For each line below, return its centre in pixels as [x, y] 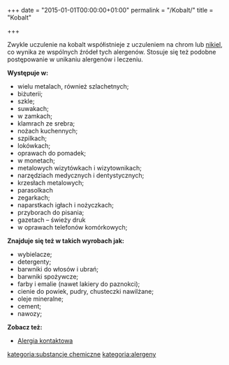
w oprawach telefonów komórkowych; [72, 227]
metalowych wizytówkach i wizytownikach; [79, 168]
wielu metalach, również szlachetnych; [73, 86]
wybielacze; [35, 254]
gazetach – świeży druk [51, 220]
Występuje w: [28, 73]
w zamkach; [35, 116]
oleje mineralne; [40, 299]
